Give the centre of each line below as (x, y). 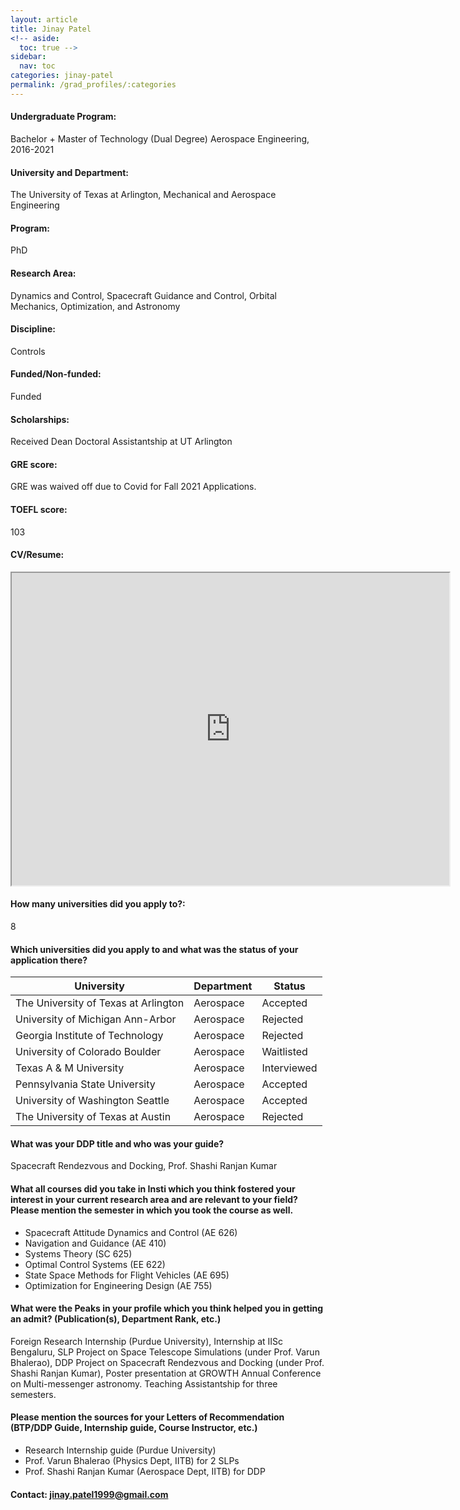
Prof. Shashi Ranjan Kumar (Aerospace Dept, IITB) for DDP (145, 1471)
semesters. (33, 1394)
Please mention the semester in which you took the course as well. (152, 1210)
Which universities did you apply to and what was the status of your (154, 949)
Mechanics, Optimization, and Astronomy (95, 306)
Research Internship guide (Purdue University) (120, 1450)
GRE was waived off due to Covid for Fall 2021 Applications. (133, 487)
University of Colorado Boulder (88, 1052)
